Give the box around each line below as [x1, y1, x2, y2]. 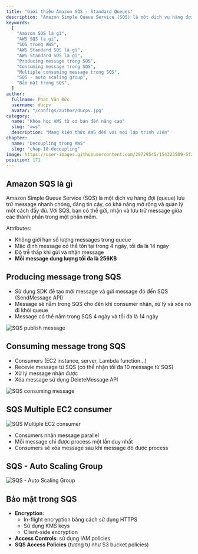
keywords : [6, 19, 31, 25]
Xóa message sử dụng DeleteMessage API [14, 376, 118, 383]
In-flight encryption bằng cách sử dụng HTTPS [23, 516, 137, 523]
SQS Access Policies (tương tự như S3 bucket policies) [14, 541, 149, 548]
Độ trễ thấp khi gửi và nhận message [14, 249, 104, 256]
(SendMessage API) [14, 294, 64, 301]
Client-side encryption [23, 529, 78, 536]
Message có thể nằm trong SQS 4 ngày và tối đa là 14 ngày [14, 312, 159, 320]
